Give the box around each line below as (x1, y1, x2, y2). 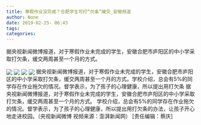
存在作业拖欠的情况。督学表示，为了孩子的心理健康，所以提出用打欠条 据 (11, 83, 191, 90)
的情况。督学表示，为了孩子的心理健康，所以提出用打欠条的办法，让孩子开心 (6, 105, 195, 112)
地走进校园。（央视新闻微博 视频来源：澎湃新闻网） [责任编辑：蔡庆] (6, 112, 173, 120)
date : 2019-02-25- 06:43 (6, 20, 68, 26)
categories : (6, 31, 36, 37)
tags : (6, 25, 20, 32)
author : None (6, 14, 39, 20)
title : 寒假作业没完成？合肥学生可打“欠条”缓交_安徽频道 (6, 8, 132, 15)
